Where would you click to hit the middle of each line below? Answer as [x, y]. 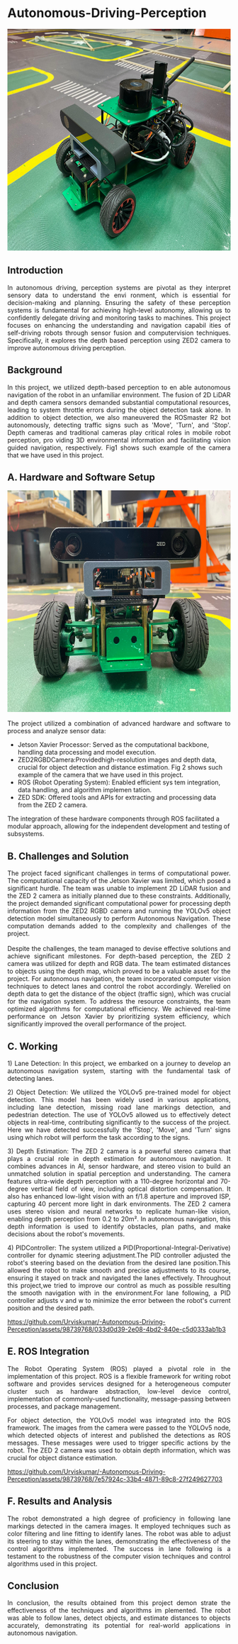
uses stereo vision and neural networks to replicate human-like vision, [119, 1211]
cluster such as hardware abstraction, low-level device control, [119, 1391]
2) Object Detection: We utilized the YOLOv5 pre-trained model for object [119, 1092]
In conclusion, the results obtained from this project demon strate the [119, 1603]
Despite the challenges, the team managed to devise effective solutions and [119, 949]
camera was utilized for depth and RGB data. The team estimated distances [119, 964]
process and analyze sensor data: [57, 731]
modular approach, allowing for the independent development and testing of [119, 826]
